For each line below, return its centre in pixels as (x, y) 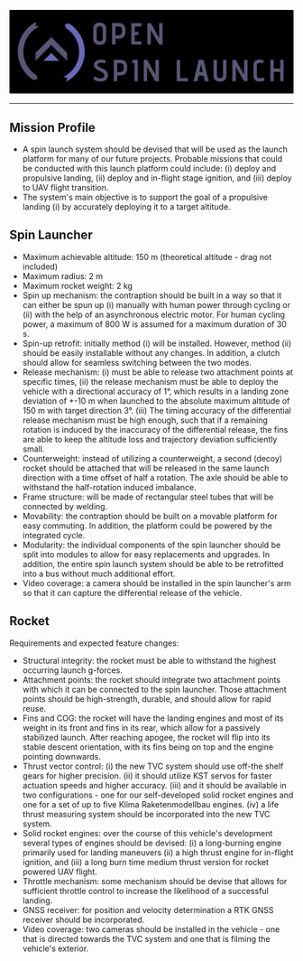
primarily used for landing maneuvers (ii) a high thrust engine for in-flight (158, 852)
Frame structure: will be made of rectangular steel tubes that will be (148, 497)
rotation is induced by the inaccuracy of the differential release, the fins (155, 429)
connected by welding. (65, 506)
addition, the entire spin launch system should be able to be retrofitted (153, 564)
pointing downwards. (61, 756)
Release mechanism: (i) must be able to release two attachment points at (157, 372)
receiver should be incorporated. (83, 919)
